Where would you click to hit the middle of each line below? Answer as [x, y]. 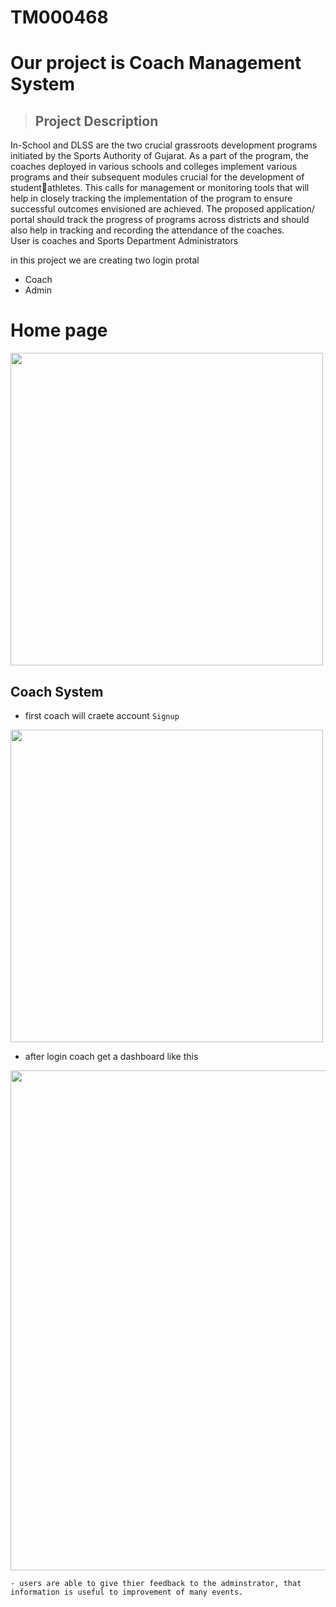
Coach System [57, 691]
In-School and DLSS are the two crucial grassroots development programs [164, 145]
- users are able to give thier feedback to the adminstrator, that [156, 1583]
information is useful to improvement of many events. [127, 1592]
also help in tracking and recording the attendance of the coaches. [147, 230]
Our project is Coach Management [156, 63]
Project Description [96, 121]
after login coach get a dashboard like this [111, 1056]
